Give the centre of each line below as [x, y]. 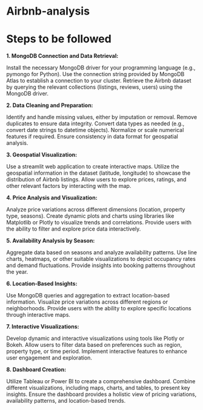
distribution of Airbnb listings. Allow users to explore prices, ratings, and [96, 179]
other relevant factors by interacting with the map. [69, 186]
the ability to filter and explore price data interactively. [74, 229]
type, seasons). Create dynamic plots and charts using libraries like [90, 216]
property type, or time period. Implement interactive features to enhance [97, 352]
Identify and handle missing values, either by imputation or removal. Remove [102, 117]
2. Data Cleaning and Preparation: [50, 105]
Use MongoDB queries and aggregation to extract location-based [88, 296]
